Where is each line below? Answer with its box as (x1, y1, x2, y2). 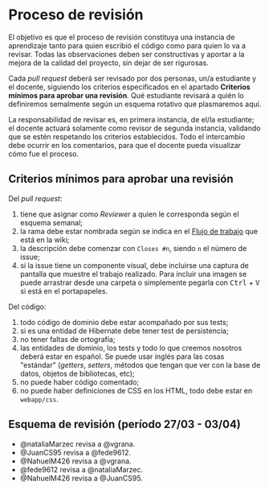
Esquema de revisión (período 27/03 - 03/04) (8, 418, 241, 431)
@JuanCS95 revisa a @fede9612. (19, 447, 131, 457)
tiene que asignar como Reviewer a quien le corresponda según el (19, 209, 239, 219)
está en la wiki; (19, 235, 70, 245)
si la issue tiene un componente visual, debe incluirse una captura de (19, 260, 249, 270)
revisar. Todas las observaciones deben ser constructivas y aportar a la (8, 49, 245, 59)
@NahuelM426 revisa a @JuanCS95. (19, 473, 143, 483)
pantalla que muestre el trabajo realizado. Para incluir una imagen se (19, 269, 247, 278)
